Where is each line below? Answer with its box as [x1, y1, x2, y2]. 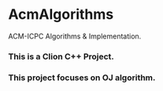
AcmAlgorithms [8, 5, 114, 24]
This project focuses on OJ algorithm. [8, 72, 156, 83]
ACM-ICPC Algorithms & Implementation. [8, 31, 142, 41]
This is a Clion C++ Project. [8, 51, 114, 62]
